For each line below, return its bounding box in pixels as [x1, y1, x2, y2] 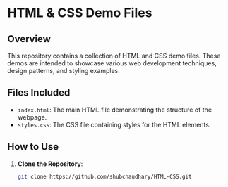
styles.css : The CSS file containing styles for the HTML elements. [17, 120, 211, 129]
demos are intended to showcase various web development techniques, [7, 59, 217, 67]
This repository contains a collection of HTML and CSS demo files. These [7, 51, 221, 60]
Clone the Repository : [17, 160, 83, 168]
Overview [7, 33, 52, 45]
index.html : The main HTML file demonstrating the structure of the [17, 105, 212, 114]
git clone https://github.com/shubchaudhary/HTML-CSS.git [17, 173, 192, 180]
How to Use [7, 141, 59, 153]
